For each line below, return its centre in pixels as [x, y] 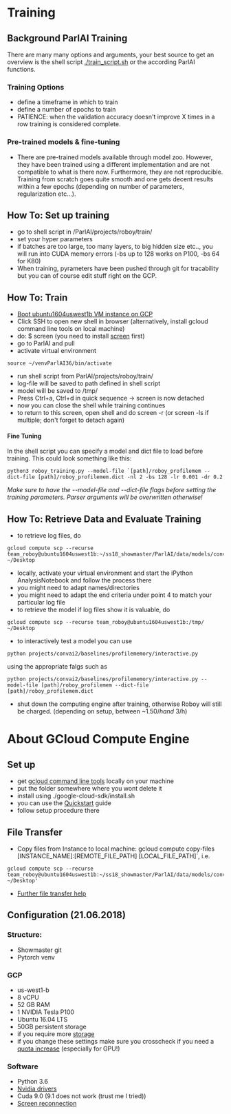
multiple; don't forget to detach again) [71, 420]
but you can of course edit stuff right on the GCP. [87, 276]
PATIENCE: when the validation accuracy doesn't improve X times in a [116, 117]
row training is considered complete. [69, 124]
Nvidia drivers [37, 1089]
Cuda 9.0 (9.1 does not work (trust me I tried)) [81, 1096]
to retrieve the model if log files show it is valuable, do [93, 610]
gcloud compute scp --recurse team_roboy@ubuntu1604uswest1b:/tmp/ [106, 622]
